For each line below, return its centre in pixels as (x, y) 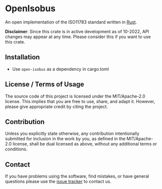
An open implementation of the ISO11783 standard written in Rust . (71, 22)
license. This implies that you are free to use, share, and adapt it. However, (80, 101)
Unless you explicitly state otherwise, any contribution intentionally (72, 134)
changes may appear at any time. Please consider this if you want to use (78, 37)
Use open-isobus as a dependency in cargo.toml (60, 69)
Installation (22, 57)
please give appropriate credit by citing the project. (57, 106)
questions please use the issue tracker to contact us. (58, 182)
